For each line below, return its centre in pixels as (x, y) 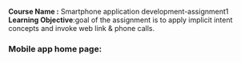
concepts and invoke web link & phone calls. (82, 28)
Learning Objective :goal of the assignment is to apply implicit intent (120, 20)
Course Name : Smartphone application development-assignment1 (118, 12)
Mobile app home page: (55, 48)
